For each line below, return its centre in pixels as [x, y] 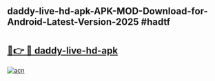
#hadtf [156, 22]
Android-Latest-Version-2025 [73, 22]
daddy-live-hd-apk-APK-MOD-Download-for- [107, 11]
